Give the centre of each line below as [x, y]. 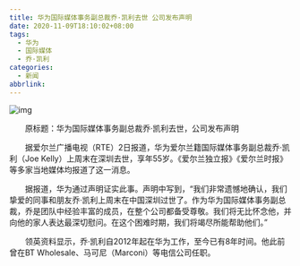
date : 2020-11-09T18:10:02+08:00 [72, 26]
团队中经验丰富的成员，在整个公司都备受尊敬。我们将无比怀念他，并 [166, 210]
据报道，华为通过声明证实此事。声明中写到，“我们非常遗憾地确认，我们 [156, 188]
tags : [19, 34]
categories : [31, 68]
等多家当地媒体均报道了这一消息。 [72, 169]
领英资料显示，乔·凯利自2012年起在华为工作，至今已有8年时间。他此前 [155, 241]
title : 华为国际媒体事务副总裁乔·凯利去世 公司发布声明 [101, 17]
